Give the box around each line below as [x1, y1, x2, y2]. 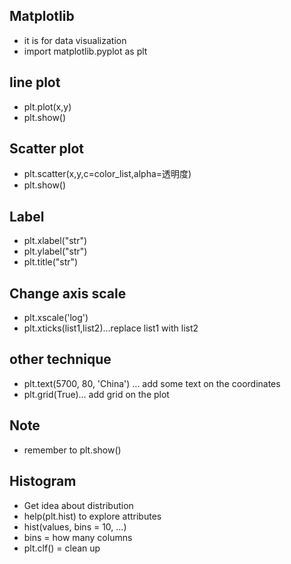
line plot [9, 74, 61, 91]
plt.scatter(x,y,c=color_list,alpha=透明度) [23, 168, 192, 180]
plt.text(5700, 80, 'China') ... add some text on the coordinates [23, 377, 281, 389]
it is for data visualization [23, 34, 127, 46]
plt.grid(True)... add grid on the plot [23, 388, 170, 400]
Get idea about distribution [23, 499, 134, 511]
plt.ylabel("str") [23, 245, 88, 258]
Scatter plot [9, 140, 84, 158]
